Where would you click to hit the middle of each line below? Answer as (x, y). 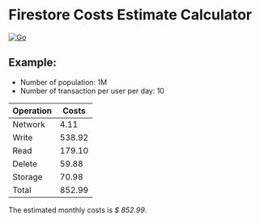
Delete (25, 163)
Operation (32, 111)
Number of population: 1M (64, 82)
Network (29, 124)
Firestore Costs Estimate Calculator (130, 15)
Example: (32, 63)
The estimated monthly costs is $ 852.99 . (78, 210)
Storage (28, 177)
